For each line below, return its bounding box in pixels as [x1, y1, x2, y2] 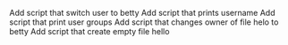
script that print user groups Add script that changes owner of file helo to [9, 17, 279, 27]
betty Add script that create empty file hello [9, 26, 170, 36]
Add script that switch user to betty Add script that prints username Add [9, 8, 275, 18]
